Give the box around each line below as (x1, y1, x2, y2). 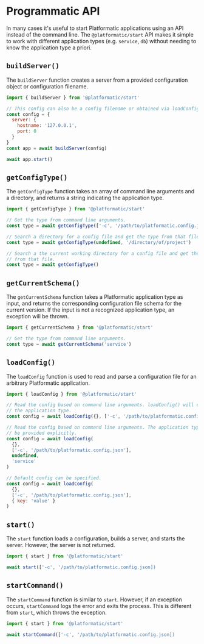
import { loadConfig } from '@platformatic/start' (6, 391, 137, 397)
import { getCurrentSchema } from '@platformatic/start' (6, 324, 154, 331)
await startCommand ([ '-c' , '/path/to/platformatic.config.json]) (6, 631, 175, 638)
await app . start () (6, 156, 53, 162)
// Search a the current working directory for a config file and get (6, 250, 189, 257)
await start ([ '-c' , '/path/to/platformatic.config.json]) (6, 564, 156, 570)
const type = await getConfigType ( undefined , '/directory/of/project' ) (6, 239, 191, 245)
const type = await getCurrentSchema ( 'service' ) (6, 341, 132, 347)
